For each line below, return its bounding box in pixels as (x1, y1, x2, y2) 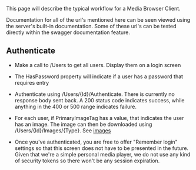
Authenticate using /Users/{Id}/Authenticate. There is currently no (14, 91, 175, 98)
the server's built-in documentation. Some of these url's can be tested (6, 23, 177, 29)
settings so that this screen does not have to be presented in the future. (14, 144, 189, 152)
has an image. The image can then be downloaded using (14, 121, 152, 128)
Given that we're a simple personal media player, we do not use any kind (14, 151, 191, 158)
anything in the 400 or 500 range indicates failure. (14, 103, 137, 110)
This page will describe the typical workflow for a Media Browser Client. (6, 5, 181, 12)
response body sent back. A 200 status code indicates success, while (14, 96, 185, 104)
